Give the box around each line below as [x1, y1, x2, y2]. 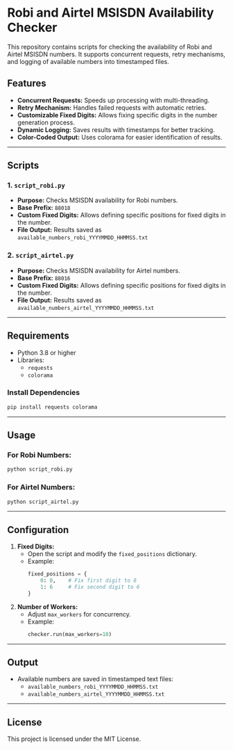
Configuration [7, 523, 69, 536]
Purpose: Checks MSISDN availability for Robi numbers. [17, 196, 178, 204]
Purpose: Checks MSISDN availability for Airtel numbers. [17, 266, 180, 275]
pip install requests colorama [7, 403, 98, 411]
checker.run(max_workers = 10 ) [27, 630, 112, 637]
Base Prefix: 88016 [17, 273, 71, 282]
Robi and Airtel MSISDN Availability [7, 5, 214, 21]
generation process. [17, 118, 75, 127]
